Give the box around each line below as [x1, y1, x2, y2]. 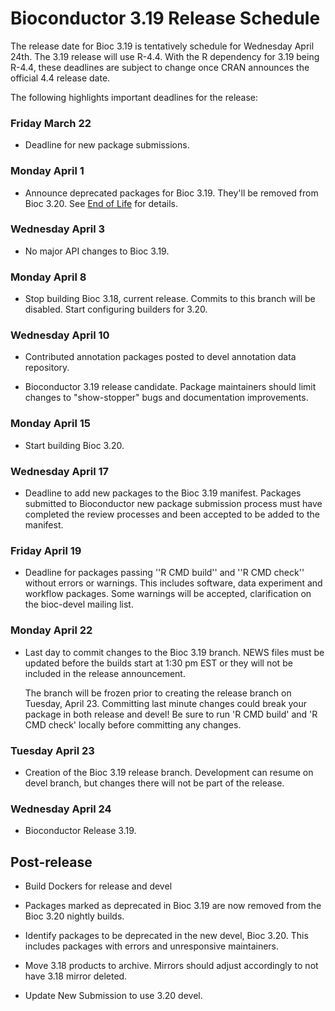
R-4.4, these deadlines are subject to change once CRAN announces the [10, 61, 310, 73]
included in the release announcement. [24, 667, 186, 679]
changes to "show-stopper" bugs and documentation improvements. [24, 392, 309, 404]
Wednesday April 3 [10, 222, 106, 236]
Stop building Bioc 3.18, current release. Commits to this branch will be [24, 293, 316, 305]
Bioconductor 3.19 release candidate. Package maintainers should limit [24, 381, 317, 393]
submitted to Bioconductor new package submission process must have [24, 498, 323, 510]
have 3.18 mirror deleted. [24, 970, 128, 982]
